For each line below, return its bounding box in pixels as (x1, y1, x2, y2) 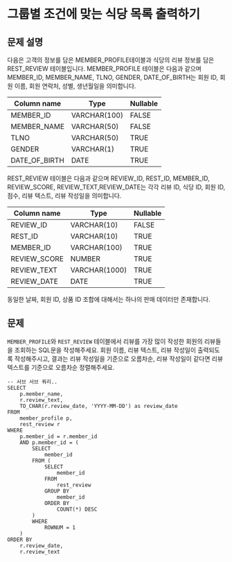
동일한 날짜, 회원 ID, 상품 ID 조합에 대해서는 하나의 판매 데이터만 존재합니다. (7, 296, 211, 303)
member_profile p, (19, 414, 73, 422)
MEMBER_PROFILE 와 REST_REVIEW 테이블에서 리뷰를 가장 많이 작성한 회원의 (7, 337, 203, 346)
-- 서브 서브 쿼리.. (7, 378, 57, 385)
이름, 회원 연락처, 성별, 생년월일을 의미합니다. (14, 82, 136, 90)
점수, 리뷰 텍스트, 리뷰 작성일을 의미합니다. (7, 191, 122, 200)
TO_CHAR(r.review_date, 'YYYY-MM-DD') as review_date (19, 402, 178, 409)
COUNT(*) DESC (56, 506, 98, 513)
